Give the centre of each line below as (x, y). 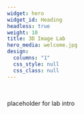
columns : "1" (32, 58)
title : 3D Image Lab (37, 39)
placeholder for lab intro (41, 103)
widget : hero (26, 13)
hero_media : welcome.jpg (42, 45)
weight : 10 (23, 32)
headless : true (29, 26)
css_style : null (36, 64)
